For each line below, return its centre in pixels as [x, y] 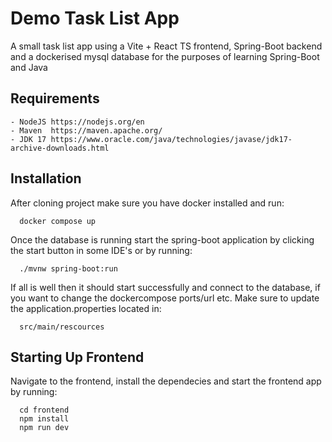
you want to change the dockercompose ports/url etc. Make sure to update [165, 298]
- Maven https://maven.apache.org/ [86, 130]
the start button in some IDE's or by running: [101, 250]
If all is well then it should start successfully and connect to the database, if [165, 287]
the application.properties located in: [86, 308]
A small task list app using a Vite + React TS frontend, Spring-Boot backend [166, 46]
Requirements [55, 98]
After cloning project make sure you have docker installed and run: [147, 203]
